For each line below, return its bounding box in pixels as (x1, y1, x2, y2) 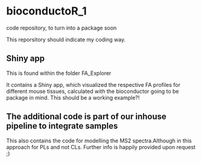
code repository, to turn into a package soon (6, 24, 117, 31)
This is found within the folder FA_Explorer (6, 69, 112, 77)
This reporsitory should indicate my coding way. (6, 36, 126, 43)
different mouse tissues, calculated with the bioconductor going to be (6, 88, 179, 95)
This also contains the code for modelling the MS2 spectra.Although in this (6, 137, 192, 144)
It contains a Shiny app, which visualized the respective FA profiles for (6, 81, 181, 88)
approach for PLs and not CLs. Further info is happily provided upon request (6, 143, 196, 150)
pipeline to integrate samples (6, 121, 118, 131)
